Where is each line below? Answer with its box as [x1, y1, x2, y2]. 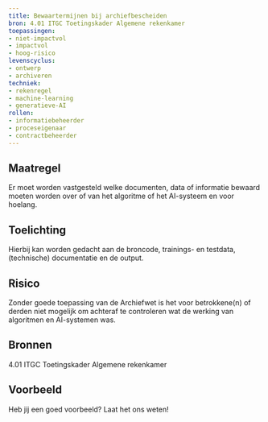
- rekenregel [8, 86, 52, 95]
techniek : [8, 79, 42, 87]
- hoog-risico [8, 49, 56, 57]
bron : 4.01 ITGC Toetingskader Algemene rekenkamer [8, 19, 185, 27]
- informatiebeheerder [8, 117, 85, 125]
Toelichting [8, 223, 67, 237]
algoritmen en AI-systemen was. [8, 315, 117, 325]
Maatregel [8, 162, 61, 176]
